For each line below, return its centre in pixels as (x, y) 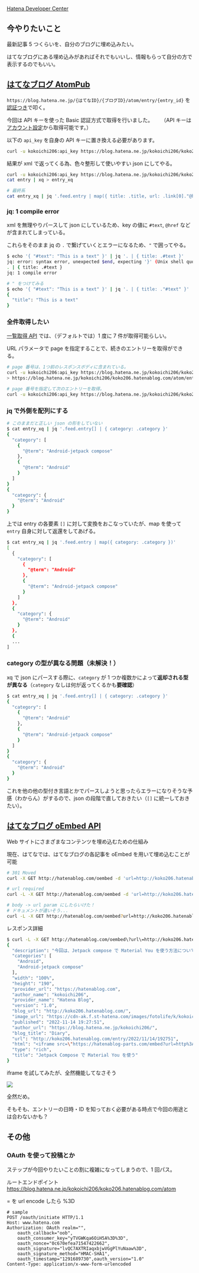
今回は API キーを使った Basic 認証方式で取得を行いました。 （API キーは (99, 120)
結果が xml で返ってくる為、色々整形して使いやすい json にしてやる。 (91, 163)
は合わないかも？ (27, 1116)
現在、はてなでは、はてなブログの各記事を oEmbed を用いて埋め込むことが (98, 854)
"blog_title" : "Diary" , (41, 1033)
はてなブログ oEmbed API (54, 826)
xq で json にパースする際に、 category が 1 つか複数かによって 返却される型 (97, 677)
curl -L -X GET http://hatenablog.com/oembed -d (68, 895)
